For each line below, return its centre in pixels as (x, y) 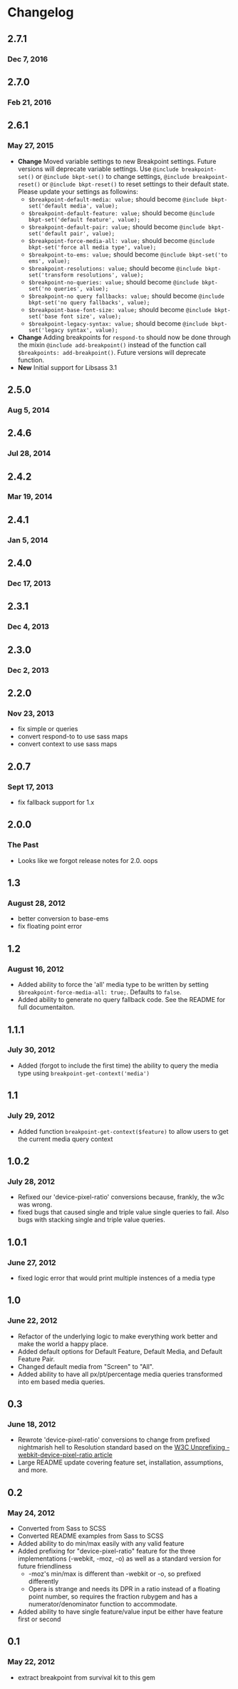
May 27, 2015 (31, 145)
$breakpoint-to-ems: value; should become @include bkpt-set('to (128, 254)
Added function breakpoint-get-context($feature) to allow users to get (123, 1131)
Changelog (41, 12)
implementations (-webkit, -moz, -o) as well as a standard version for (119, 1559)
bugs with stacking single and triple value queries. (92, 1220)
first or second (39, 1619)
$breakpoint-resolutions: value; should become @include (115, 268)
